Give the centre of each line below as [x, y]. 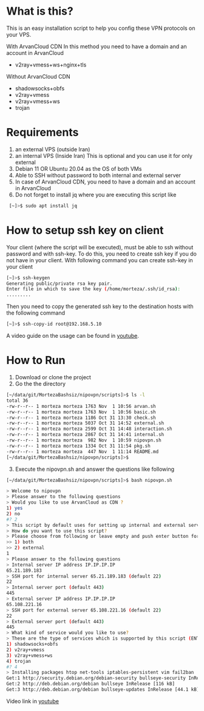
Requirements [42, 133]
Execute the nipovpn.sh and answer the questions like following [95, 469]
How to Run [36, 360]
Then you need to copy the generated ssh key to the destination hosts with [100, 307]
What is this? [40, 11]
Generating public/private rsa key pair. [59, 284]
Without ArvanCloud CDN [38, 76]
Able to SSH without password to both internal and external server [98, 175]
